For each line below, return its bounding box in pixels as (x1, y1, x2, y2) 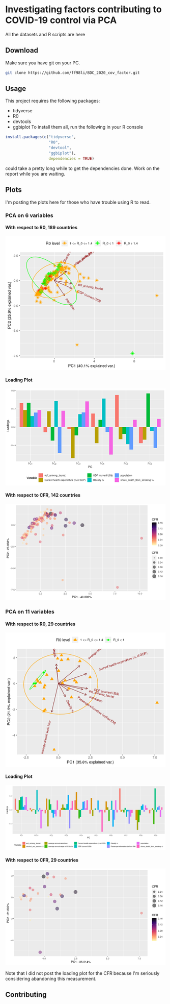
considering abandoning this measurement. (5, 975, 97, 982)
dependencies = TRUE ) (48, 156, 95, 161)
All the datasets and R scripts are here (5, 31, 86, 37)
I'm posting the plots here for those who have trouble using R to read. (5, 199, 151, 205)
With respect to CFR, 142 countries (5, 492, 80, 498)
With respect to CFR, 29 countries (5, 856, 79, 863)
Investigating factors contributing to (5, 4, 162, 15)
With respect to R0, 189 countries (5, 225, 78, 231)
